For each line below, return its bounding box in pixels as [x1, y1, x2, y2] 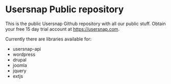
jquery [12, 68, 27, 74]
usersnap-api [12, 46, 41, 52]
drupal [12, 56, 27, 62]
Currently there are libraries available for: [5, 36, 92, 42]
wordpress [12, 51, 36, 57]
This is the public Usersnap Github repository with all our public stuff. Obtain [5, 20, 166, 27]
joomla [12, 62, 27, 68]
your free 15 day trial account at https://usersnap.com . [5, 26, 120, 32]
